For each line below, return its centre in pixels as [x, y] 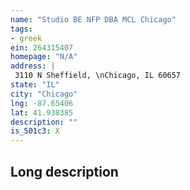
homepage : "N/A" [44, 57]
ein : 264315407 [42, 47]
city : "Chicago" [44, 94]
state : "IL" [35, 85]
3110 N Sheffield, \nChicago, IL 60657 [98, 76]
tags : [21, 29]
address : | [33, 66]
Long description [64, 171]
